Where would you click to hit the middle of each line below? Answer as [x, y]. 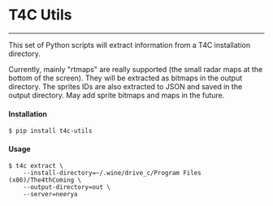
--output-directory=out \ [67, 187]
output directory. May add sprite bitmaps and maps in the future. [117, 95]
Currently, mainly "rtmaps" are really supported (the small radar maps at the [136, 69]
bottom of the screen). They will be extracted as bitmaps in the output [125, 78]
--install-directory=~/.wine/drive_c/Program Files [112, 173]
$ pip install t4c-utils [50, 131]
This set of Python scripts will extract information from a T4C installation [129, 45]
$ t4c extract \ [36, 166]
